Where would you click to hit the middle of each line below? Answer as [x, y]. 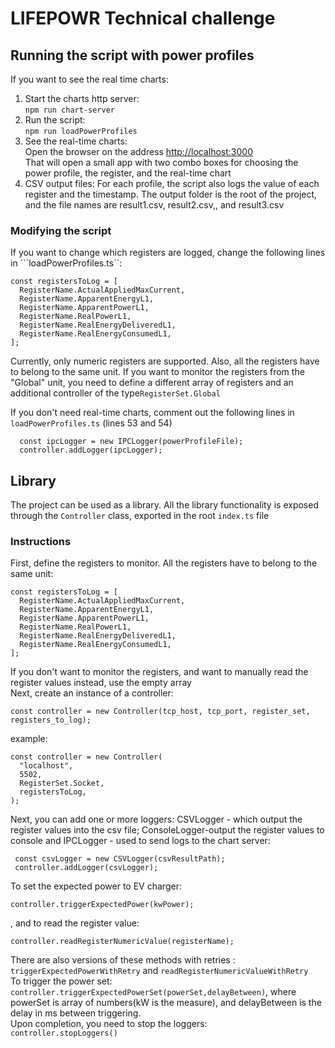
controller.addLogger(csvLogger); [86, 868]
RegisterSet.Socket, [62, 783]
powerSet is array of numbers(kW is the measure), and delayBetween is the [166, 1003]
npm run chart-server [69, 110]
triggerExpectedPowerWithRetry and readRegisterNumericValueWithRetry [159, 971]
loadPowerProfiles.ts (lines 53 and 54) [91, 423]
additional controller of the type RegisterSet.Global [115, 393]
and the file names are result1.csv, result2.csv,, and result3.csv [154, 205]
